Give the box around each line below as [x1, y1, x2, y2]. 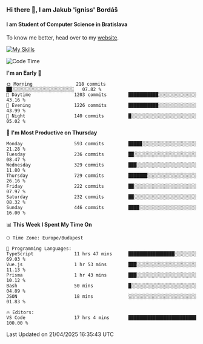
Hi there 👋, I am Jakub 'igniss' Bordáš [6, 5, 118, 14]
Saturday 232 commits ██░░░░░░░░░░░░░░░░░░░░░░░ [6, 194, 197, 200]
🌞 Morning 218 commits [6, 81, 106, 88]
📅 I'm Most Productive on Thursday [6, 129, 98, 136]
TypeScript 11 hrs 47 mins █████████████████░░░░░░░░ [6, 251, 197, 257]
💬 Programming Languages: [6, 246, 72, 252]
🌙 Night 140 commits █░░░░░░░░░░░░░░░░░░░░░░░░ [6, 113, 197, 119]
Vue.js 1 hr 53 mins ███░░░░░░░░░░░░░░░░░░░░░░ [6, 261, 197, 268]
